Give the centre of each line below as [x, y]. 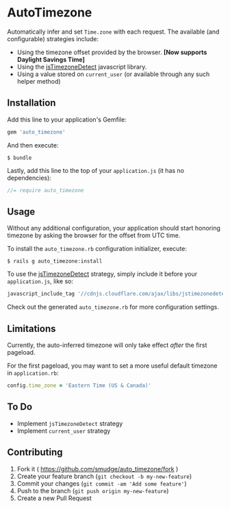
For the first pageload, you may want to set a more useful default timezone [112, 366]
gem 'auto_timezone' [37, 132]
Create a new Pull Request [54, 498]
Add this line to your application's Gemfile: [67, 119]
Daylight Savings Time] [51, 59]
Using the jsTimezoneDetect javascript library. [82, 67]
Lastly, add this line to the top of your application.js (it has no [96, 170]
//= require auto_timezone [46, 190]
